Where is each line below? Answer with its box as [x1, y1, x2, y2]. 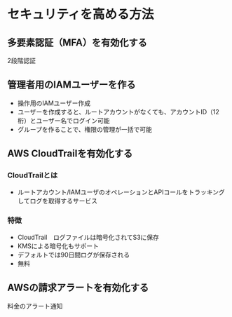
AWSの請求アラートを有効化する [7, 282, 149, 294]
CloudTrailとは [7, 170, 58, 180]
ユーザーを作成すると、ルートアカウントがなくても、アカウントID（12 [17, 107, 219, 116]
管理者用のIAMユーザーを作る [7, 79, 136, 91]
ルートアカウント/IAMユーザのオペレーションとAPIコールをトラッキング [17, 187, 226, 196]
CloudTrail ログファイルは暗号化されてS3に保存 [17, 233, 160, 241]
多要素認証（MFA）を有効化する [7, 36, 147, 48]
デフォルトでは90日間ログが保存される [17, 250, 130, 259]
